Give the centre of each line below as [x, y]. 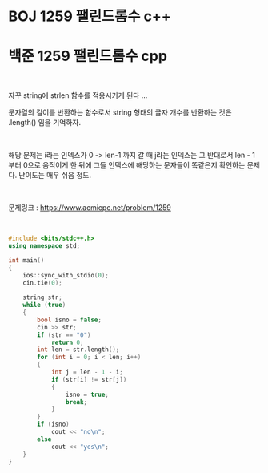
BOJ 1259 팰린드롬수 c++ [90, 16]
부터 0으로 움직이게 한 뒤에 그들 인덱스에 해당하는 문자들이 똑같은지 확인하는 [127, 165]
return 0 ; [67, 342]
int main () [26, 260]
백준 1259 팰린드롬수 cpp [88, 56]
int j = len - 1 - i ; [87, 372]
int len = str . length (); [78, 350]
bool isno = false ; [70, 320]
